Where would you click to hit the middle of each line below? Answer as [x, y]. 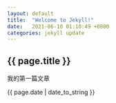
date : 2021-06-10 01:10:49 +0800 [58, 26]
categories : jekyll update [46, 33]
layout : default [30, 13]
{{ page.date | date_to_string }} [51, 92]
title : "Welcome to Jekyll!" [51, 20]
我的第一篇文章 [28, 78]
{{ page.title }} [39, 60]
